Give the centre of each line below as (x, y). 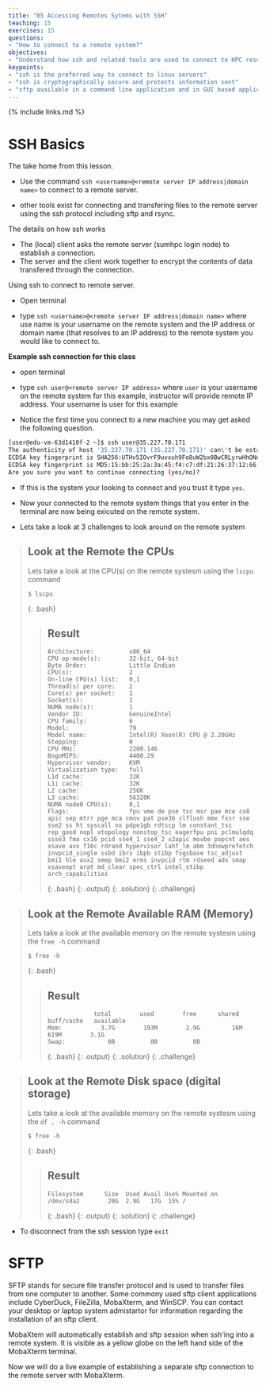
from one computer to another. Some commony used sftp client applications (133, 1293)
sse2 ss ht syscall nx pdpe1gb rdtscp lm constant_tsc (139, 826)
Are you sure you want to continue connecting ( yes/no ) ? (104, 472)
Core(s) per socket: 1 (90, 693)
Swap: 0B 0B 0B (123, 1041)
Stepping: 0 (90, 742)
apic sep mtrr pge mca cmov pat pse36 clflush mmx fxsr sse (148, 819)
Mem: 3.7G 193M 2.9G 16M (145, 1028)
